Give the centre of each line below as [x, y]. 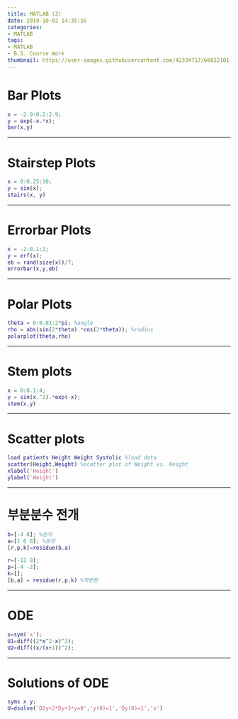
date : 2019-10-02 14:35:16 [47, 21]
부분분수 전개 [43, 515]
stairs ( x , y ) [27, 195]
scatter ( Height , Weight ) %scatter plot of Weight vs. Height [98, 464]
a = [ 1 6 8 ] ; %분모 [31, 541]
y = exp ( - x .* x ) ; [31, 121]
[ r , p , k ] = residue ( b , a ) [39, 548]
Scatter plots [46, 439]
